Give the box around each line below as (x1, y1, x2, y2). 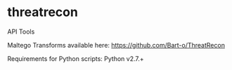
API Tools (7, 27, 35, 36)
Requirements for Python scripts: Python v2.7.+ (7, 54, 144, 63)
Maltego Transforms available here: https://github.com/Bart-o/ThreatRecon (7, 41, 225, 49)
